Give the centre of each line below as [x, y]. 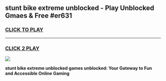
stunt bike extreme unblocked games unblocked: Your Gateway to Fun [79, 68]
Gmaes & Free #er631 [39, 16]
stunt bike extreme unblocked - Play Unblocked [80, 8]
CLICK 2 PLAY [22, 48]
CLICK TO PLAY [24, 30]
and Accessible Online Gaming [37, 73]
